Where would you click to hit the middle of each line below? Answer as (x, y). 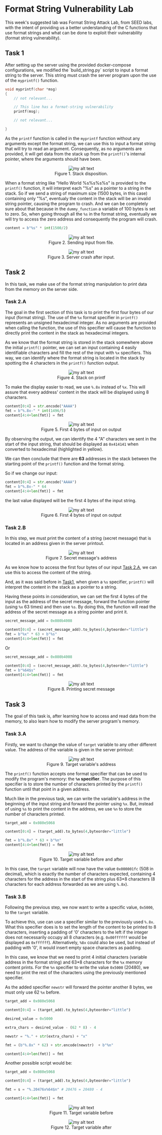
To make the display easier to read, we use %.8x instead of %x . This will (75, 387)
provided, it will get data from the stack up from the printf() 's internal (75, 153)
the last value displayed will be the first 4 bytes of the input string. (71, 501)
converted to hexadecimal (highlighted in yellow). (54, 449)
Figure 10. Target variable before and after (81, 859)
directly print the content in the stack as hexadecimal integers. (67, 333)
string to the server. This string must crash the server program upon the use (81, 75)
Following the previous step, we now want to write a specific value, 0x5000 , (79, 907)
